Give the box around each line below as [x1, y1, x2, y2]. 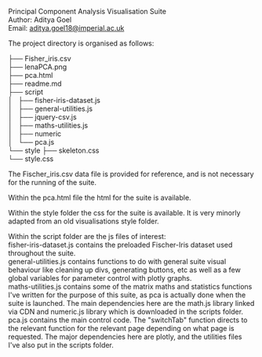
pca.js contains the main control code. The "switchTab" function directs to [8, 315, 248, 325]
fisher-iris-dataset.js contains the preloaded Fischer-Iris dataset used [8, 240, 233, 249]
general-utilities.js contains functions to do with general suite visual [8, 257, 227, 266]
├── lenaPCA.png [8, 62, 67, 72]
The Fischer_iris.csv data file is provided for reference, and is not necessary [8, 169, 254, 178]
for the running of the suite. [8, 178, 96, 187]
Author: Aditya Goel [8, 15, 72, 24]
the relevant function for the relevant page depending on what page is [8, 324, 235, 333]
